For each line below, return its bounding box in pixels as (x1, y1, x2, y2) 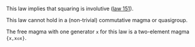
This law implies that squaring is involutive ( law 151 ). (6, 5, 134, 12)
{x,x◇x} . (6, 35, 27, 41)
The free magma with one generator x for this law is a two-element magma (6, 28, 190, 35)
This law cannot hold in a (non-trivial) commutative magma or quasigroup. (6, 17, 188, 23)
